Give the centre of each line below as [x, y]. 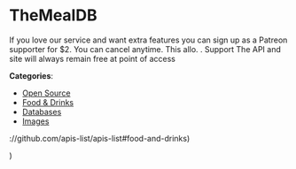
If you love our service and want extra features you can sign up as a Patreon [148, 40]
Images [35, 121]
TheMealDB [53, 15]
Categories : [31, 75]
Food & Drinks [48, 102]
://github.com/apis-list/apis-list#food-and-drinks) [100, 138]
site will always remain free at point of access [92, 58]
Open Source [46, 93]
